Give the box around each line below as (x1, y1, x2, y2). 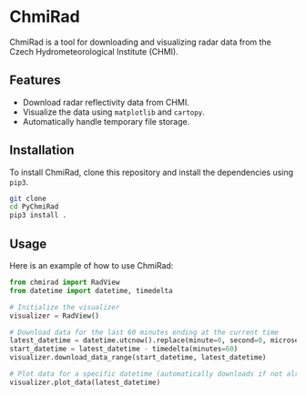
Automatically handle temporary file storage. (22, 116, 190, 127)
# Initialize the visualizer (9, 302, 120, 311)
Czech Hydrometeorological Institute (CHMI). (9, 46, 179, 56)
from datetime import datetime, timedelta (9, 286, 173, 295)
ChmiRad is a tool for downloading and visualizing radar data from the (9, 36, 271, 47)
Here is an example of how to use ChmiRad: (9, 260, 174, 270)
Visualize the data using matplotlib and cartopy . (22, 107, 205, 117)
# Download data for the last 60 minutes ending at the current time (9, 328, 280, 337)
